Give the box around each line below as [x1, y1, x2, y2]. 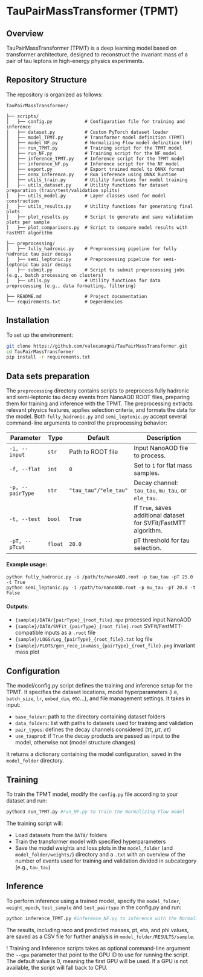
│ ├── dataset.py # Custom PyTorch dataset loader [6, 129, 169, 135]
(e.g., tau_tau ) [14, 863, 51, 870]
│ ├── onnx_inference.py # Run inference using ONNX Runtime [6, 171, 177, 177]
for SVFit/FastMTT [134, 519, 186, 528]
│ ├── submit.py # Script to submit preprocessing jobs [6, 267, 185, 273]
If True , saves [134, 504, 172, 512]
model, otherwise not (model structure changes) [14, 739, 136, 746]
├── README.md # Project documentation [6, 293, 147, 299]
